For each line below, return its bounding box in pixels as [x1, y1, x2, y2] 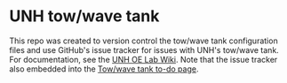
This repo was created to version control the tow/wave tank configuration [9, 35, 278, 46]
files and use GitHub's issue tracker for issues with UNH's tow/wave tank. [9, 44, 280, 55]
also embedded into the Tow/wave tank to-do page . [9, 64, 199, 74]
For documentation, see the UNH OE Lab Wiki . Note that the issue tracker [9, 54, 278, 64]
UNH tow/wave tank [9, 6, 160, 26]
